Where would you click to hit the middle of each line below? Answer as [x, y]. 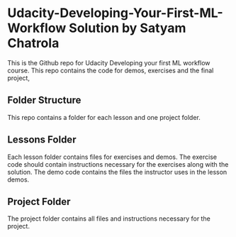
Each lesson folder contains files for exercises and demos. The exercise [112, 157]
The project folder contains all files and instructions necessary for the [109, 219]
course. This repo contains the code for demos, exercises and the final [111, 70]
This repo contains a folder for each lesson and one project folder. [104, 117]
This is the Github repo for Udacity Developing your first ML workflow [109, 62]
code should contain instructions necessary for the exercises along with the [118, 164]
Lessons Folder [42, 140]
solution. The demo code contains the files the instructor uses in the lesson [117, 172]
